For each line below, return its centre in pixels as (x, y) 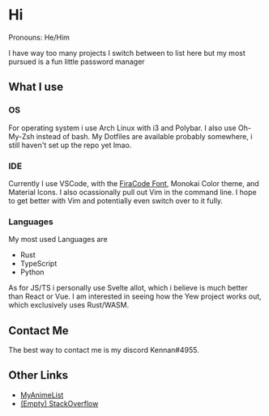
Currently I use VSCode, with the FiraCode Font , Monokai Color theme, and (134, 183)
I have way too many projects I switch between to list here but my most (127, 53)
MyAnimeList (42, 395)
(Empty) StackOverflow (59, 403)
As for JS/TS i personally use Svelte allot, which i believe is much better (128, 288)
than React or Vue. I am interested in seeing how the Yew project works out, (135, 296)
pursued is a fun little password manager (77, 62)
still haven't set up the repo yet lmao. (70, 145)
